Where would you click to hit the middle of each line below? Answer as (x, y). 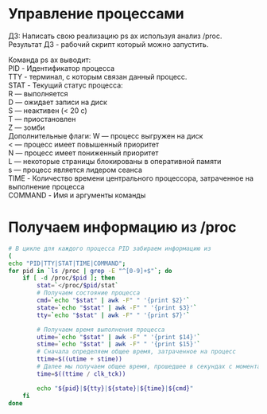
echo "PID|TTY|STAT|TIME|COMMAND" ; (67, 264)
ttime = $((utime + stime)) (80, 359)
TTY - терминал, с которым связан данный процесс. (98, 76)
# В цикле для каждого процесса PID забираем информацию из (110, 248)
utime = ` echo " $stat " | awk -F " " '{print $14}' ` (119, 337)
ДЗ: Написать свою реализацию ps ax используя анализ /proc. (115, 36)
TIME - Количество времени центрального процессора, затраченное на (131, 178)
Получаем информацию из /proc (122, 227)
